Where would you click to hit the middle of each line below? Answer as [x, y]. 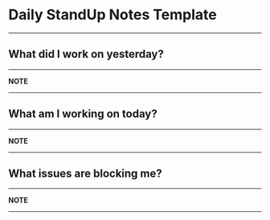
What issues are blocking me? [85, 173]
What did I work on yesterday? [86, 54]
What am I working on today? [83, 114]
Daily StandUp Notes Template [112, 15]
